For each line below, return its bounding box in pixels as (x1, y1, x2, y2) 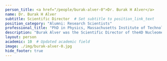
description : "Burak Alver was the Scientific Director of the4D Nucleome (5, 30, 164, 35)
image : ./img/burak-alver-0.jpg (5, 44, 72, 49)
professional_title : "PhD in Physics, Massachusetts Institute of (5, 26, 146, 30)
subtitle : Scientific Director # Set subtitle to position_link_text (5, 16, 155, 21)
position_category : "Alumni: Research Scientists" (5, 21, 112, 26)
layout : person (5, 35, 37, 40)
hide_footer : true (5, 48, 43, 53)
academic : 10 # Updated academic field (5, 39, 90, 44)
